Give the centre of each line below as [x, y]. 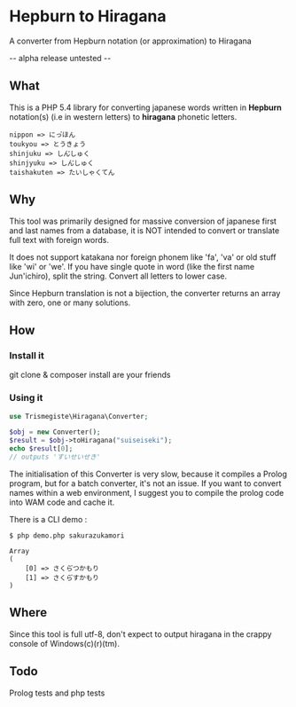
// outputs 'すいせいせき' [55, 457]
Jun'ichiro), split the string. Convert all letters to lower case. [118, 276]
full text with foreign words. [59, 240]
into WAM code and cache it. [62, 502]
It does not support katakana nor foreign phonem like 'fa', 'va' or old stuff [143, 257]
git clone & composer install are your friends [90, 375]
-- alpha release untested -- [60, 58]
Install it [27, 355]
